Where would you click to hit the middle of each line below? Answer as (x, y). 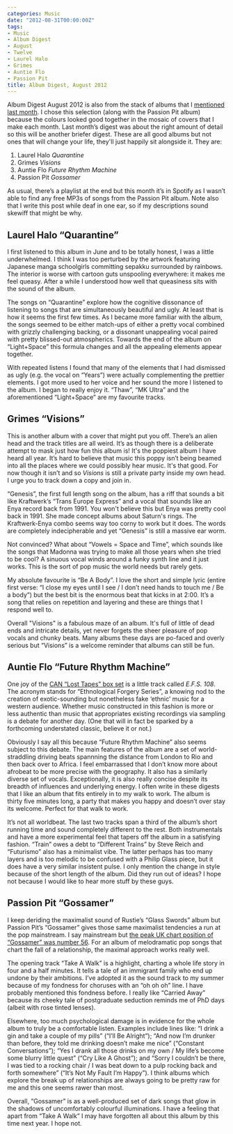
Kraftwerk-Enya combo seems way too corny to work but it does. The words (116, 523)
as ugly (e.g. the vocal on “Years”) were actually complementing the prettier (116, 375)
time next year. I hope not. (45, 1123)
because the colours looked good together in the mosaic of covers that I (111, 120)
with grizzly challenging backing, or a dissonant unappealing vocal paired (113, 332)
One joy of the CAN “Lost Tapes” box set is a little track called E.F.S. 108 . (111, 684)
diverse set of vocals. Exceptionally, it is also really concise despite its (107, 779)
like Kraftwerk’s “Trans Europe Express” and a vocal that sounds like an (109, 501)
